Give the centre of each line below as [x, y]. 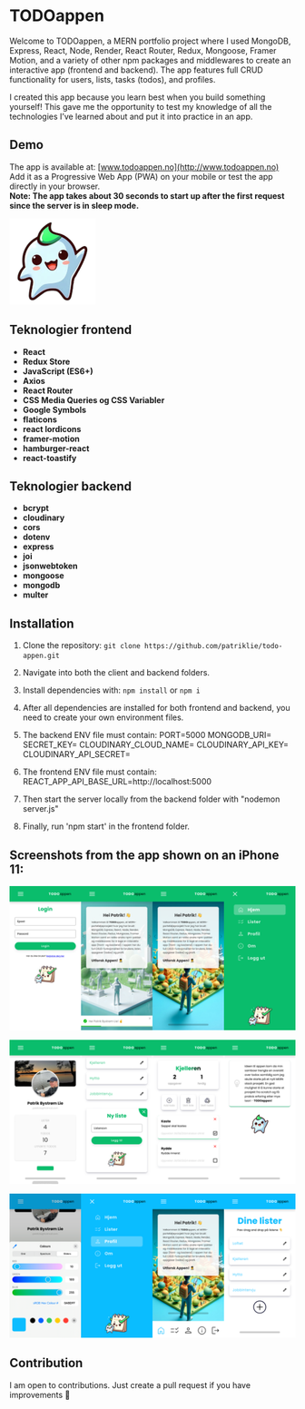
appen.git [41, 656]
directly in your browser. [55, 186]
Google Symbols [54, 409]
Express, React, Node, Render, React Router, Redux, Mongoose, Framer [143, 50]
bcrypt [36, 508]
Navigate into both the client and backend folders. [116, 673]
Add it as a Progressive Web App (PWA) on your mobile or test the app [142, 176]
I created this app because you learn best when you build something [138, 97]
